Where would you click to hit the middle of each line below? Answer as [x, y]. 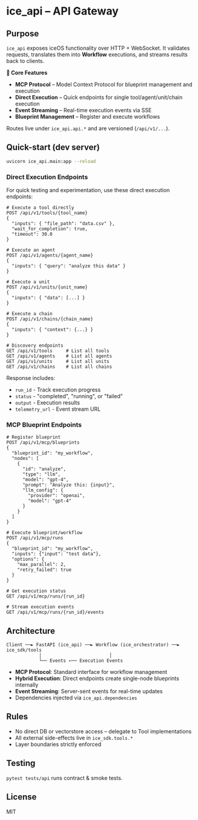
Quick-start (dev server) [53, 148]
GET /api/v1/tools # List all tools [58, 351]
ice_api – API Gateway [63, 11]
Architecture [31, 631]
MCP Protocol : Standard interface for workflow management [91, 672]
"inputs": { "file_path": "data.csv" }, [63, 223]
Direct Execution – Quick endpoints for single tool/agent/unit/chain [99, 97]
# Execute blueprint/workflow [45, 533]
